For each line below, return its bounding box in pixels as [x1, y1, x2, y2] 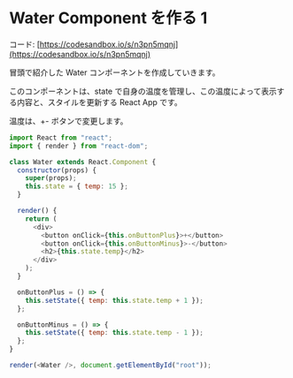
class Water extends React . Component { [9, 157, 157, 166]
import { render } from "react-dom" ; [9, 141, 149, 150]
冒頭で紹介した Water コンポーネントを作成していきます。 [9, 67, 220, 78]
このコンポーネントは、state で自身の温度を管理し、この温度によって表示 [9, 86, 277, 96]
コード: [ [9, 39, 41, 49]
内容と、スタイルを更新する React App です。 [16, 96, 183, 107]
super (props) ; [25, 174, 77, 183]
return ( [25, 214, 58, 223]
